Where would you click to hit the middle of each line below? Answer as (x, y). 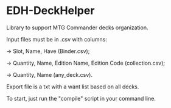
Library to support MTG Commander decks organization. (77, 27)
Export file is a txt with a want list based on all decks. (73, 87)
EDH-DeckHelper (51, 11)
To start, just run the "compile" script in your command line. (81, 98)
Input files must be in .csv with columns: (57, 39)
